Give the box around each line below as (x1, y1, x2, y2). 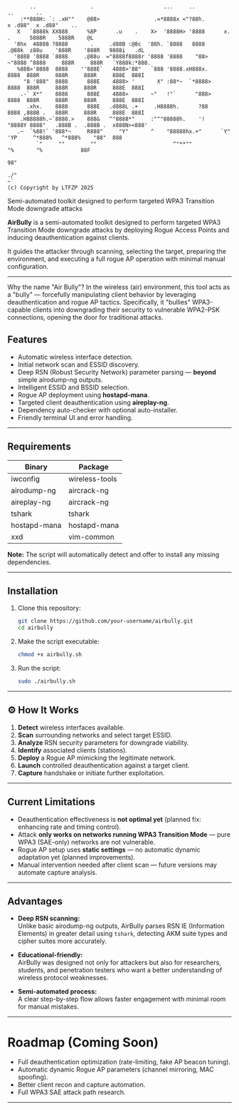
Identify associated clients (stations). (17, 745, 128, 754)
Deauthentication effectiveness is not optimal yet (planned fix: (17, 815, 201, 823)
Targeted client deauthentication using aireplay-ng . (17, 398, 169, 407)
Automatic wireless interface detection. (17, 352, 133, 361)
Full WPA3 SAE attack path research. (17, 1088, 126, 1096)
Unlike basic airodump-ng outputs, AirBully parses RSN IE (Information (17, 922, 225, 930)
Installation (7, 585, 58, 597)
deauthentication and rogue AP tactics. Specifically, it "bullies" (7, 298, 191, 306)
